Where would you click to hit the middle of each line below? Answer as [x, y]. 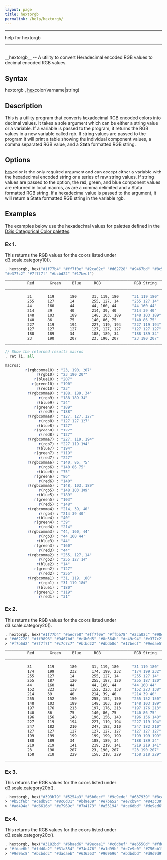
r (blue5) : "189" [54, 495]
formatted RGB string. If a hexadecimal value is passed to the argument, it [81, 193]
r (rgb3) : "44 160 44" [62, 537]
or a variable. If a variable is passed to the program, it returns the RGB [77, 128]
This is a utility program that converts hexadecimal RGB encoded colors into [83, 118]
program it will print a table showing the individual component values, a [78, 139]
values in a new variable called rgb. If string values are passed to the [75, 134]
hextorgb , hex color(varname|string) [42, 90]
